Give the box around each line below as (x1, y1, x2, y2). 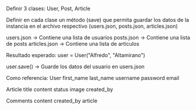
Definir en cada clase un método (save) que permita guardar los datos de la (6, 16, 190, 23)
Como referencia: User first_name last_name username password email (6, 75, 180, 81)
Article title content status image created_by (6, 86, 114, 93)
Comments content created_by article (6, 97, 98, 104)
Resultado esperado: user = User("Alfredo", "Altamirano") (6, 52, 145, 58)
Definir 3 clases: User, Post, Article (6, 5, 91, 12)
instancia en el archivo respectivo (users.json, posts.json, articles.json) (6, 23, 178, 29)
